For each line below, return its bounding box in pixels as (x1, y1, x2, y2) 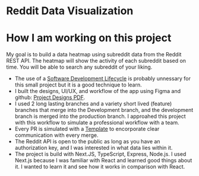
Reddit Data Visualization (6, 4, 134, 18)
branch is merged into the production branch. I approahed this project (14, 113, 186, 120)
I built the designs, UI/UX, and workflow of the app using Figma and (14, 88, 181, 95)
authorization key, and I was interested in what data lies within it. (14, 144, 173, 152)
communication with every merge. (14, 132, 99, 139)
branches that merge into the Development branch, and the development (14, 107, 194, 114)
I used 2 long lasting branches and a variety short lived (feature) (14, 100, 172, 107)
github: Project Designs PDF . (14, 94, 86, 101)
